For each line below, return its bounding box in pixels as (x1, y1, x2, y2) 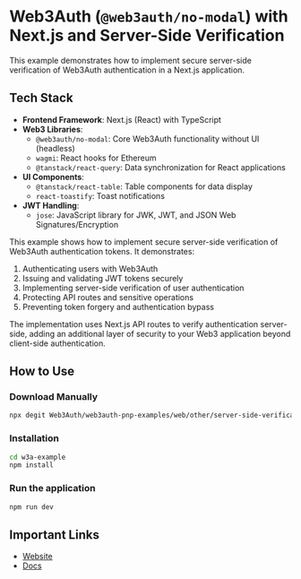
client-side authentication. (9, 338, 106, 349)
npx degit (9, 410, 47, 420)
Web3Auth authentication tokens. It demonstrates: (9, 246, 195, 256)
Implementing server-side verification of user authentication (21, 282, 245, 293)
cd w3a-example (9, 453, 66, 462)
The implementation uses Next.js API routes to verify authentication (9, 318, 259, 329)
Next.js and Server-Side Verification (9, 25, 285, 46)
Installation (9, 432, 60, 445)
